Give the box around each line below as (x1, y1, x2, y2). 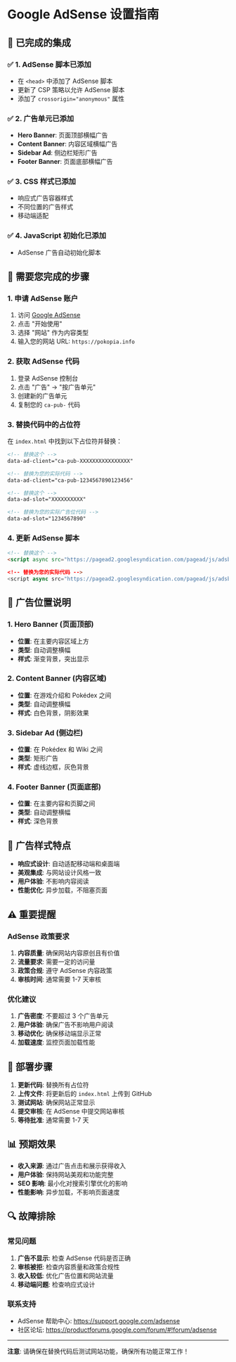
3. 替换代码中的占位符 (7, 419, 81, 429)
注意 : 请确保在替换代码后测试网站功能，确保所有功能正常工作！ (7, 1347, 190, 1355)
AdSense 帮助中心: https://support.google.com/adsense (17, 1316, 181, 1325)
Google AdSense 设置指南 (7, 6, 159, 23)
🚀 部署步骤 (7, 1060, 53, 1073)
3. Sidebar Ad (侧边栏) (7, 727, 84, 737)
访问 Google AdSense (17, 311, 81, 319)
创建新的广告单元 (17, 391, 67, 400)
